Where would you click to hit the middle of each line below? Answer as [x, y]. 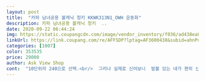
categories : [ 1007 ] [31, 46]
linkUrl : [17, 40]
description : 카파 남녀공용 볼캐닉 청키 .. [57, 23]
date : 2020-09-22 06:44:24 [41, 29]
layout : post [23, 12]
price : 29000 [23, 57]
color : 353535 [24, 52]
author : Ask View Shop [35, 63]
